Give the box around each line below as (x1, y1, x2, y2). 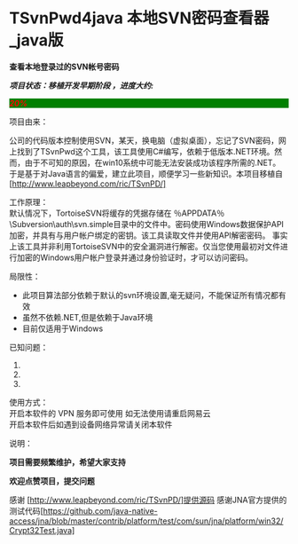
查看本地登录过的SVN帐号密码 (9, 61, 120, 72)
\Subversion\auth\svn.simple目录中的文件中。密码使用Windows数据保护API (9, 218, 284, 229)
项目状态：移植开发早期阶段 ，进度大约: (9, 80, 153, 91)
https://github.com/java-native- (43, 505, 158, 516)
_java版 (9, 30, 64, 51)
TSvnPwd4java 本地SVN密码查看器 (9, 8, 270, 28)
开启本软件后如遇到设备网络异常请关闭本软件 (9, 419, 173, 430)
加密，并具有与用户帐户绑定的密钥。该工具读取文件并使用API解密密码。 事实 (9, 230, 288, 240)
